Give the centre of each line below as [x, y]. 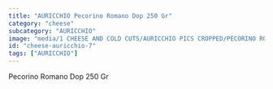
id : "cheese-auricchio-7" [52, 46]
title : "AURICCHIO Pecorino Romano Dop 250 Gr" [91, 16]
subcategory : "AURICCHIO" [52, 31]
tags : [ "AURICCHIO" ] [43, 53]
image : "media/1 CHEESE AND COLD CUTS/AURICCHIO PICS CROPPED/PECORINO [132, 38]
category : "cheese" [41, 23]
